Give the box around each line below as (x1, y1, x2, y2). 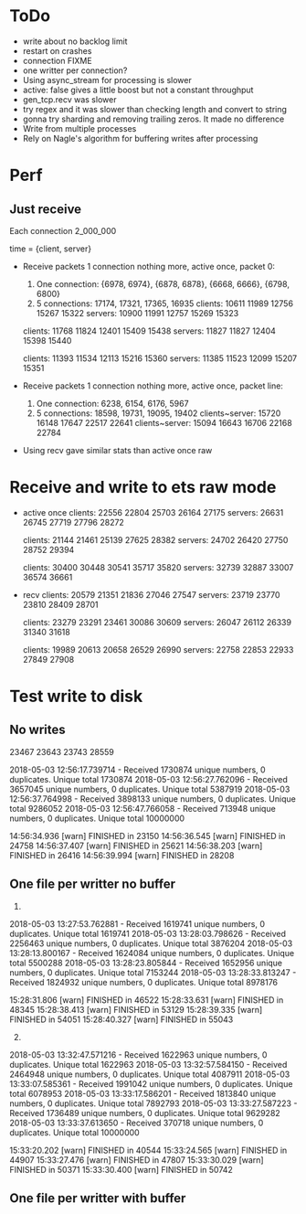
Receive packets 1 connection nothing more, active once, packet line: (22, 380, 283, 391)
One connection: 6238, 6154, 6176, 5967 (36, 398, 189, 409)
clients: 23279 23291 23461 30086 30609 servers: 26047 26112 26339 (22, 616, 292, 627)
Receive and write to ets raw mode (9, 477, 277, 498)
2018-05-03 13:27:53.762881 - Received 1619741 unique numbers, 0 (9, 918, 265, 929)
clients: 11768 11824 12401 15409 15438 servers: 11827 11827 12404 (22, 325, 277, 336)
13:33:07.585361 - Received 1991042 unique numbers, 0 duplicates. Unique (9, 1078, 293, 1089)
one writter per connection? (22, 65, 128, 76)
